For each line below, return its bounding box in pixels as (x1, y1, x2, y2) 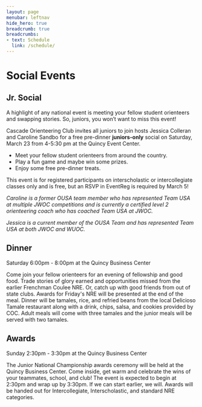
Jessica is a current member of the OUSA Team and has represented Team (6, 219, 194, 226)
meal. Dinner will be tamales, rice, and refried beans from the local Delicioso (6, 296, 196, 303)
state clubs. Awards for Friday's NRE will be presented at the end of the (6, 290, 184, 297)
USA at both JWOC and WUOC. (6, 225, 86, 233)
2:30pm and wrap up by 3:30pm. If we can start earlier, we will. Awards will (6, 380, 194, 388)
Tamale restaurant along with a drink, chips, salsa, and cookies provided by (6, 303, 194, 310)
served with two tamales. (6, 316, 69, 323)
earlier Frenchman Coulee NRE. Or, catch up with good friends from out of (6, 283, 191, 291)
